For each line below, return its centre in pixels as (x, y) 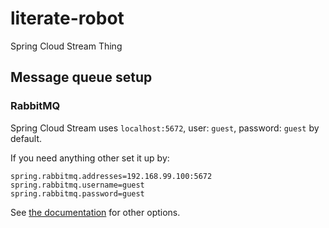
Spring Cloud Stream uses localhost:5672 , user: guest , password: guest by (165, 128)
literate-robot (67, 18)
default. (26, 138)
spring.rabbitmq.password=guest (77, 193)
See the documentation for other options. (95, 212)
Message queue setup (81, 77)
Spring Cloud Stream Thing (66, 46)
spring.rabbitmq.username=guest (77, 185)
